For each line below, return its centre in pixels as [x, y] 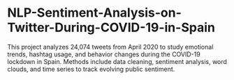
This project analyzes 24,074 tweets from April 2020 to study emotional [110, 47]
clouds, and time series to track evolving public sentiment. [91, 69]
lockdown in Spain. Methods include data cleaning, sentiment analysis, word [117, 61]
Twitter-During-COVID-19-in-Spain [111, 27]
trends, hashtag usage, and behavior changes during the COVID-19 [104, 54]
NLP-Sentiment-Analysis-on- [94, 13]
